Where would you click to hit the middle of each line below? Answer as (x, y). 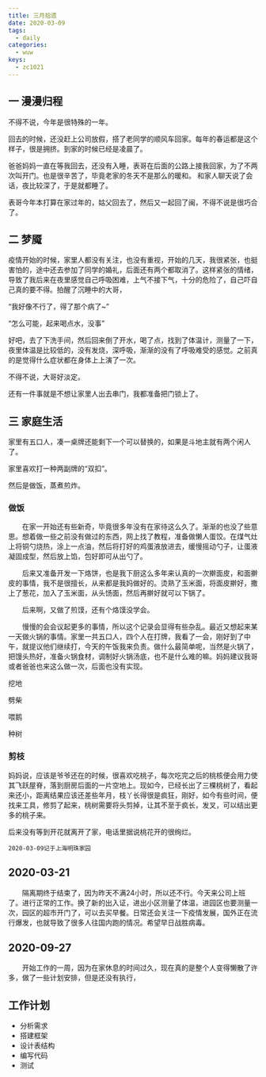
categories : (28, 45)
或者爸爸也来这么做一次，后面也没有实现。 (78, 666)
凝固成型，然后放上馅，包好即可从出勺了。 (78, 557)
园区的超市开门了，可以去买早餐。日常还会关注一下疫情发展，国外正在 (136, 912)
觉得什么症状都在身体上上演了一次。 (81, 360)
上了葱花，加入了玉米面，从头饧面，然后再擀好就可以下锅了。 (109, 593)
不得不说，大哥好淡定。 (46, 377)
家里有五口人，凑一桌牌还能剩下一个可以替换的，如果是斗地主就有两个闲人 (129, 442)
